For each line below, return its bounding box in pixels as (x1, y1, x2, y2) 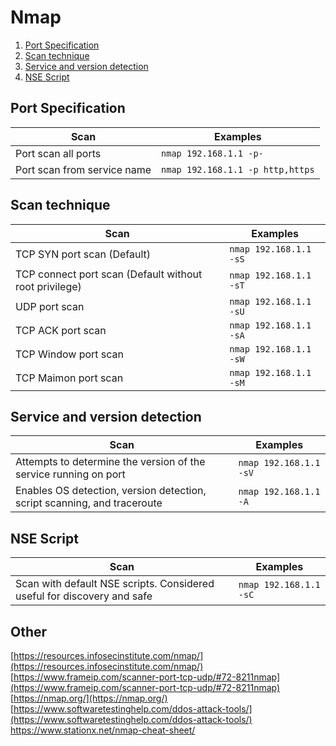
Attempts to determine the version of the (15, 455, 206, 469)
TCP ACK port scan (15, 323, 107, 337)
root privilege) (15, 279, 82, 293)
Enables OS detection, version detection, (15, 484, 207, 498)
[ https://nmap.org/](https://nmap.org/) (10, 692, 168, 704)
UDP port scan (15, 299, 85, 313)
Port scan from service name (15, 162, 152, 176)
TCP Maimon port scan (15, 371, 124, 385)
